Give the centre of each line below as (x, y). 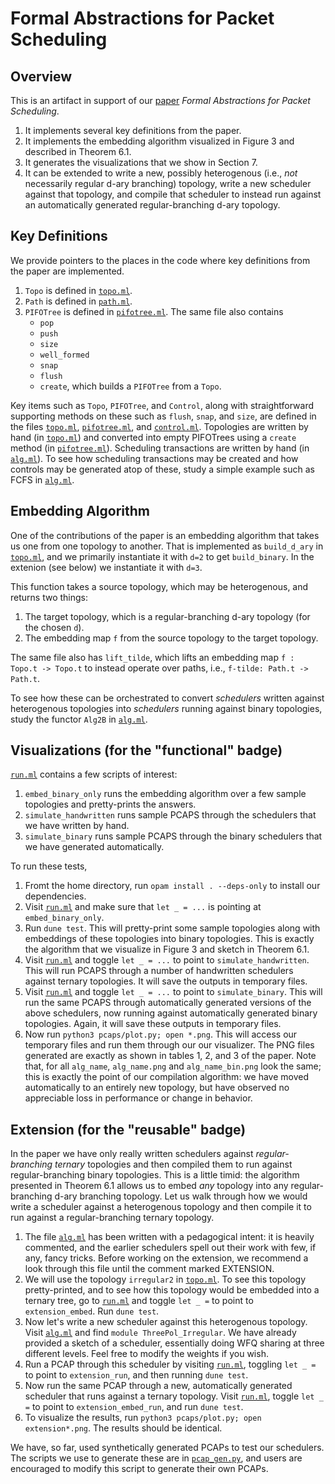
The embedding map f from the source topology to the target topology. (171, 638)
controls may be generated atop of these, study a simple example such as (162, 469)
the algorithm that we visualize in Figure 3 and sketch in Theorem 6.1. (167, 949)
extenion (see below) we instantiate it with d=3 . (106, 567)
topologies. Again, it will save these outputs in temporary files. (153, 1024)
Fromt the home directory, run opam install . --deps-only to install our (172, 886)
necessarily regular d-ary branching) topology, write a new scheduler (168, 183)
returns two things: (49, 597)
